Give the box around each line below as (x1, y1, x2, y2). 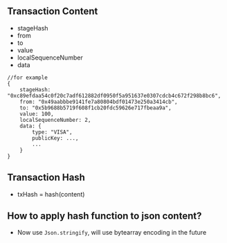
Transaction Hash (7, 172, 85, 183)
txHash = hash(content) (17, 190, 85, 198)
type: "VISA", (32, 128, 73, 136)
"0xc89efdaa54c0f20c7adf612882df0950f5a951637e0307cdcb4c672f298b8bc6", (7, 92, 221, 99)
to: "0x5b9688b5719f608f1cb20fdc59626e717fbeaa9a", (19, 104, 172, 111)
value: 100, (19, 110, 54, 117)
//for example (7, 74, 48, 81)
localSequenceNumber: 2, (19, 116, 91, 123)
